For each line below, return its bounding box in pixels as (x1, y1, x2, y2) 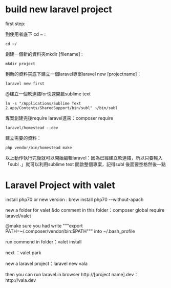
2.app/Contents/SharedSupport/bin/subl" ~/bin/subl (5, 105, 118, 111)
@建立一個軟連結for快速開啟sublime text (5, 91, 91, 97)
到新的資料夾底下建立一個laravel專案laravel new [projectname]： (5, 71, 142, 77)
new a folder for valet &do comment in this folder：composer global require (5, 207, 165, 213)
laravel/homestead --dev (5, 125, 58, 130)
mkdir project (5, 61, 36, 66)
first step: (5, 20, 26, 27)
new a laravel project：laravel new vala (5, 260, 88, 266)
